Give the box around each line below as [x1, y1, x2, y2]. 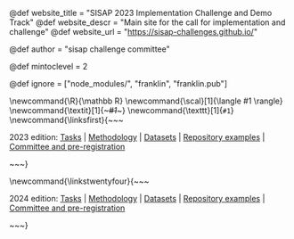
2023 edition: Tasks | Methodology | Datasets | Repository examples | [9, 132, 265, 142]
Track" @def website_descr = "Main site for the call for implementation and [9, 17, 286, 28]
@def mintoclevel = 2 [9, 62, 88, 71]
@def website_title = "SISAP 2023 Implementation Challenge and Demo [9, 8, 273, 18]
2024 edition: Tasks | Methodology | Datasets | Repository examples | [9, 194, 265, 203]
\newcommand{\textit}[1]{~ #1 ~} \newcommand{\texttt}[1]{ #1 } [9, 105, 234, 115]
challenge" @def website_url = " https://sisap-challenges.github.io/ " [9, 27, 258, 37]
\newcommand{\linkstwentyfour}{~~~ [9, 176, 150, 186]
